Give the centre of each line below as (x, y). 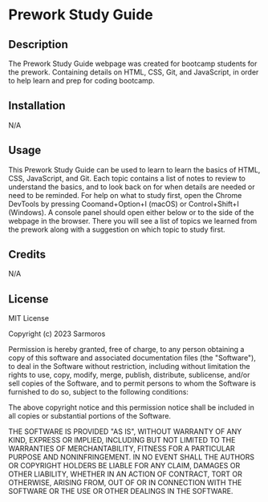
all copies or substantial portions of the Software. (89, 416)
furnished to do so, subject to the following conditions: (98, 392)
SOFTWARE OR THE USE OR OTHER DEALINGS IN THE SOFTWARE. (121, 492)
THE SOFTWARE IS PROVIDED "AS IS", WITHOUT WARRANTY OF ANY (125, 431)
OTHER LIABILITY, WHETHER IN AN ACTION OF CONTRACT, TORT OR (125, 474)
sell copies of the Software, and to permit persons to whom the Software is (132, 383)
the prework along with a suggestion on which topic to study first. (117, 229)
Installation (37, 106)
